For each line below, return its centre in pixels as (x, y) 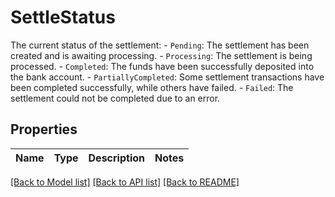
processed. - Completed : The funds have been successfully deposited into (162, 66)
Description (116, 158)
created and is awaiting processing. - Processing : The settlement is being (161, 55)
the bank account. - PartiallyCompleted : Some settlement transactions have (167, 77)
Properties (44, 129)
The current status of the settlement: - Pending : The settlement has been (160, 45)
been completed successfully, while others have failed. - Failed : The (152, 87)
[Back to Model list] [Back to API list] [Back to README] (125, 182)
